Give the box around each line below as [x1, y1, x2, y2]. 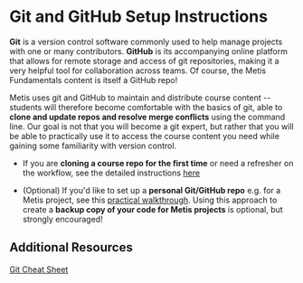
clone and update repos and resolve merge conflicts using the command [9, 111, 286, 122]
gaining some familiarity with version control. [9, 140, 177, 151]
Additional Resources [9, 240, 133, 255]
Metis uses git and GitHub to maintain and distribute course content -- [9, 92, 271, 103]
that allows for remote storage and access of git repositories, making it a [9, 55, 279, 66]
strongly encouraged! [22, 213, 103, 224]
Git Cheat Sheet [9, 264, 69, 275]
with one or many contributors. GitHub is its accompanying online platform [9, 45, 288, 56]
